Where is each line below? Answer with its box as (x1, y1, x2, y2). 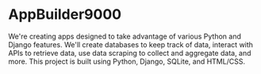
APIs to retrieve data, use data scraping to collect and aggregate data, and (8, 48, 251, 57)
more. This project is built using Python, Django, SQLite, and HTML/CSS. (8, 57, 246, 66)
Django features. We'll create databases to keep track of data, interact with (8, 39, 254, 49)
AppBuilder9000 (8, 6, 121, 24)
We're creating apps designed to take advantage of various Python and (8, 31, 242, 41)
